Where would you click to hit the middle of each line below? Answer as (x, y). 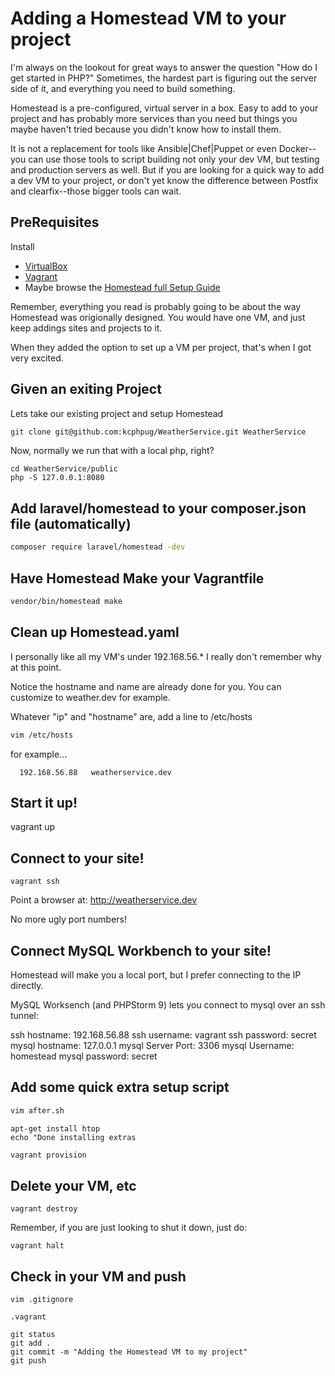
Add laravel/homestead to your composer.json (158, 508)
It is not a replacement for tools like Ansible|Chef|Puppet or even (143, 148)
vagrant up (33, 827)
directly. (27, 985)
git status (33, 1335)
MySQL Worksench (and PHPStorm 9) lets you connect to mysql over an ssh (168, 1004)
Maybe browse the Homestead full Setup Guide (122, 287)
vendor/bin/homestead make (66, 601)
